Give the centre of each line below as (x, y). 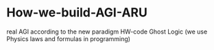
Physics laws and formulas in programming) (69, 38)
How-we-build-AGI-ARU (77, 13)
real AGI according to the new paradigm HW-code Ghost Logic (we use (107, 32)
